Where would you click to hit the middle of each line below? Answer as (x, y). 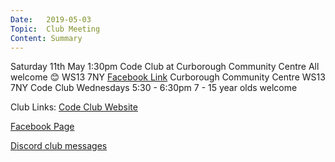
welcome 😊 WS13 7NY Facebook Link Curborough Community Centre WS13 (168, 77)
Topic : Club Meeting (55, 29)
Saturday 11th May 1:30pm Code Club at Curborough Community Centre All (165, 67)
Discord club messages (59, 146)
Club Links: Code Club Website (74, 107)
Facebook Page (42, 127)
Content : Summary (46, 38)
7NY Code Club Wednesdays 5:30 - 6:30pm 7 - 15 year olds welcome (154, 88)
